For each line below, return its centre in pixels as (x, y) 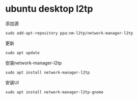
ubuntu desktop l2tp (49, 9)
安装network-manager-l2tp (34, 63)
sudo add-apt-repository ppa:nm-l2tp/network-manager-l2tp (69, 33)
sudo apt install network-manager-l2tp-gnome (54, 92)
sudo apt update (22, 53)
